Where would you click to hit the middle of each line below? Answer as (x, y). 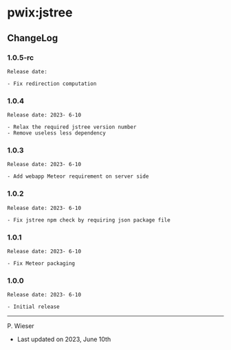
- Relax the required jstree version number (72, 127)
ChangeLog (33, 38)
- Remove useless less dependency (57, 133)
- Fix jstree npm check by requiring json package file (89, 220)
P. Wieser (21, 326)
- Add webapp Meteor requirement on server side (78, 176)
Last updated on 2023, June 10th (64, 339)
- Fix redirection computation (52, 84)
